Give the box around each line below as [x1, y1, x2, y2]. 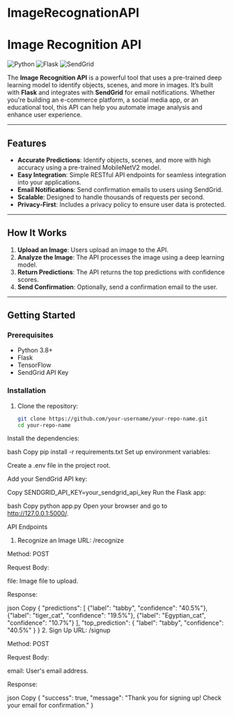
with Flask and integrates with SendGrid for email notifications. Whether [7, 89, 215, 97]
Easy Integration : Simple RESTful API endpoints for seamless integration [17, 170, 226, 179]
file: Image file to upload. [7, 577, 79, 586]
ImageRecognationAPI [7, 5, 140, 21]
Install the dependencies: [7, 434, 80, 442]
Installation [7, 386, 47, 396]
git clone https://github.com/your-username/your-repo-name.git [17, 415, 208, 422]
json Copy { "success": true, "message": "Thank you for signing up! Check [7, 694, 221, 702]
